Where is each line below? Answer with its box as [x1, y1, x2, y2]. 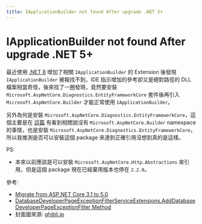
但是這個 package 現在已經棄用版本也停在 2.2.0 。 [25, 166, 150, 173]
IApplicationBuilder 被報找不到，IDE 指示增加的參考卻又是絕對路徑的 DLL [6, 76, 192, 83]
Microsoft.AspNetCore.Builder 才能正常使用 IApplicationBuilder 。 [6, 98, 174, 105]
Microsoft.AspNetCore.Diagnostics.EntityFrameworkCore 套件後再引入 [6, 91, 180, 98]
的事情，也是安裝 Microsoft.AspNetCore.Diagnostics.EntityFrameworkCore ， [6, 126, 196, 133]
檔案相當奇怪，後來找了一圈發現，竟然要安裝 [6, 83, 118, 90]
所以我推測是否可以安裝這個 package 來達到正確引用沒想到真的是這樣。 [6, 134, 184, 141]
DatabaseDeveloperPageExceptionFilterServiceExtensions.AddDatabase [14, 197, 196, 204]
